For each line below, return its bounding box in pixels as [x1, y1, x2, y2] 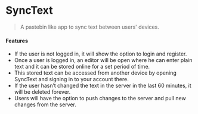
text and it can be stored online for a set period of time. [14, 63, 150, 70]
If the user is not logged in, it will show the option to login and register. [14, 50, 187, 57]
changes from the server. [14, 101, 77, 108]
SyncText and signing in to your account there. [14, 76, 129, 83]
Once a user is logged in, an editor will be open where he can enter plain [14, 57, 193, 64]
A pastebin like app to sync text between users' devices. [20, 23, 159, 30]
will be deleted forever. [14, 88, 71, 95]
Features [5, 37, 28, 44]
